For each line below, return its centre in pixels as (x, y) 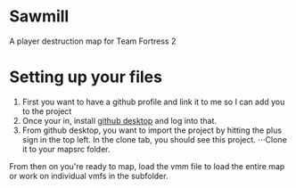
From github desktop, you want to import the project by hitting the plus (152, 130)
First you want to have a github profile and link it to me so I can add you (153, 102)
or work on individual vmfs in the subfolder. (89, 176)
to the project (47, 111)
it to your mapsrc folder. (66, 149)
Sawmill (39, 16)
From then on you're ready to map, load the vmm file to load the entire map (147, 166)
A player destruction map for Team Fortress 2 (93, 41)
